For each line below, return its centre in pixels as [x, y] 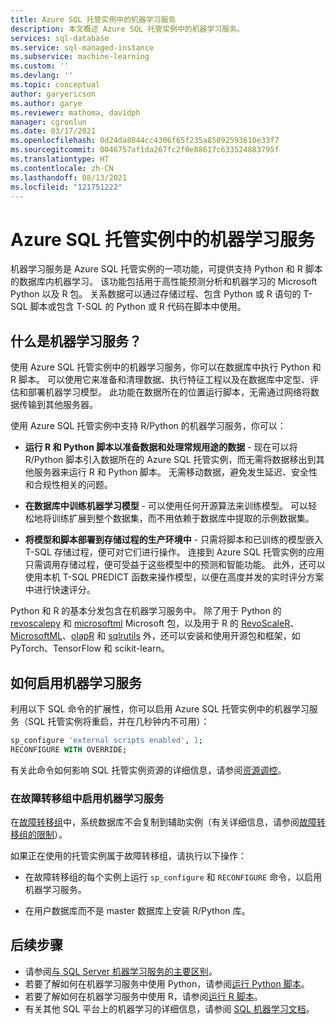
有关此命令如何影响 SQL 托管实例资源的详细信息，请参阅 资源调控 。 [148, 770]
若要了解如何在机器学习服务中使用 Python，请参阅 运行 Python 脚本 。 [167, 983]
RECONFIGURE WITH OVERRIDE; [69, 749]
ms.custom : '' [40, 66]
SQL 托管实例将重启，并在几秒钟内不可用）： [118, 721]
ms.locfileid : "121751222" [66, 187]
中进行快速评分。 [60, 590]
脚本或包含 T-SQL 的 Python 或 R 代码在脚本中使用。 [138, 307]
